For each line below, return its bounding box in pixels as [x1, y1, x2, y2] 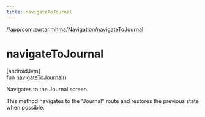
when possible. [6, 104, 45, 111]
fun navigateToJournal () [6, 74, 67, 81]
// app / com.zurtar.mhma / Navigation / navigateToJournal [6, 26, 144, 33]
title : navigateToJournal [6, 9, 72, 15]
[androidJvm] [6, 67, 41, 74]
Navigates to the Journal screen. [6, 85, 89, 93]
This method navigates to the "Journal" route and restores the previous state [6, 97, 199, 104]
